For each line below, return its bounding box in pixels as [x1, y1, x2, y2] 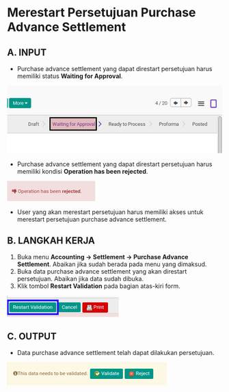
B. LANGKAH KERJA [7, 235, 96, 246]
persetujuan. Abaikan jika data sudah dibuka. [16, 275, 144, 283]
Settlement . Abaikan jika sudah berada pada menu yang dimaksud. [16, 260, 207, 268]
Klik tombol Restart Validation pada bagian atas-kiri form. [16, 282, 180, 290]
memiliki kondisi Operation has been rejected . [16, 167, 148, 175]
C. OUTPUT [7, 330, 57, 342]
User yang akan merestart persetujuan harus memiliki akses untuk [16, 207, 204, 216]
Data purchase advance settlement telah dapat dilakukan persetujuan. [16, 349, 215, 357]
